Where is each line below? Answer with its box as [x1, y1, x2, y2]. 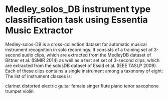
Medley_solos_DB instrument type [5, 3, 151, 15]
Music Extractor [5, 25, 74, 36]
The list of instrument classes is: [5, 73, 72, 79]
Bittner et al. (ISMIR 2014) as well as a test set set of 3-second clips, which [5, 57, 159, 63]
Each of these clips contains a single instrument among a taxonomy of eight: [5, 67, 163, 73]
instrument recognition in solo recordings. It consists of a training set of [5, 46, 153, 52]
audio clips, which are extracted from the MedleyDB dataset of [22, 51, 151, 58]
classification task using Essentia [5, 14, 148, 25]
